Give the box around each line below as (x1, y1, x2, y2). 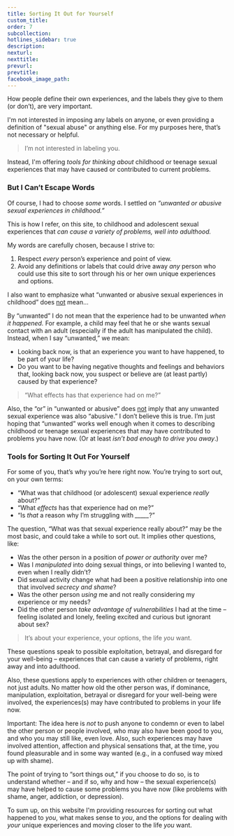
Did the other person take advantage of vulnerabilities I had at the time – (17, 605, 227, 614)
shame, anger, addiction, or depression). (7, 792, 124, 800)
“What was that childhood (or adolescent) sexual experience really (17, 488, 210, 497)
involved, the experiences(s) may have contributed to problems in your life (7, 698, 221, 706)
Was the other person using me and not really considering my (17, 590, 196, 598)
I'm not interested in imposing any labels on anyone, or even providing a (7, 116, 214, 124)
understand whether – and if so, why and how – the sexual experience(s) (7, 777, 217, 786)
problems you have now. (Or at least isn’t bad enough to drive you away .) (7, 434, 219, 443)
